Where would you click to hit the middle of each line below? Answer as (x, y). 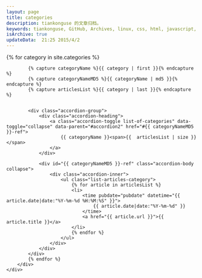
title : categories (29, 18)
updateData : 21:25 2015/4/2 (43, 40)
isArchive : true (27, 35)
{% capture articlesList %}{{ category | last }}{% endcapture (109, 90)
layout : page (23, 12)
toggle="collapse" (29, 127)
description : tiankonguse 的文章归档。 (54, 23)
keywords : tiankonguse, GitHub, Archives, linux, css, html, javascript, (102, 29)
